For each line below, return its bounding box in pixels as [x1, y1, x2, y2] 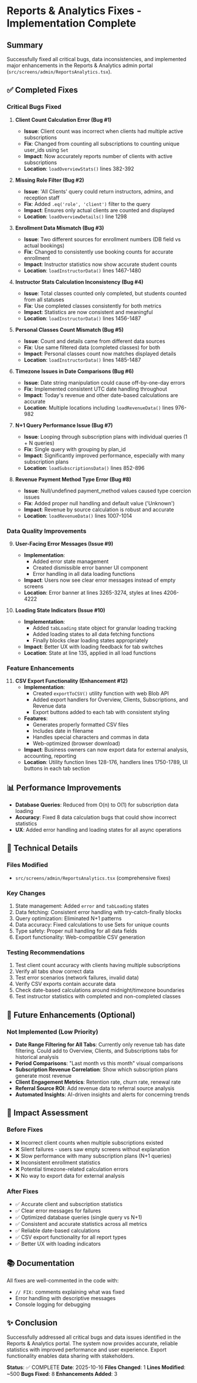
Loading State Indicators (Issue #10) [15, 606, 106, 614]
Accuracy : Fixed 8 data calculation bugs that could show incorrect [15, 814, 176, 821]
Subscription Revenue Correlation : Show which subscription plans [15, 1066, 178, 1073]
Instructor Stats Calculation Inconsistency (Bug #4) [15, 278, 144, 285]
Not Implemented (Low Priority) [6, 1028, 98, 1036]
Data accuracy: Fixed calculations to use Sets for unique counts [15, 921, 169, 928]
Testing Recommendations [6, 948, 85, 957]
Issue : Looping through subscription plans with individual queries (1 [23, 433, 188, 440]
